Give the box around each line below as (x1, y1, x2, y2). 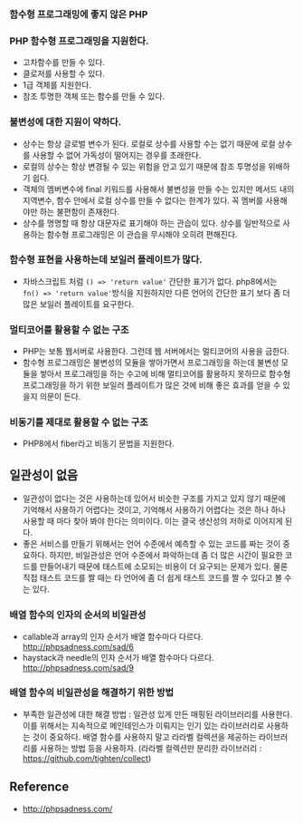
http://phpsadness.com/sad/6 (22, 641, 134, 652)
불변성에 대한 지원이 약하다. (9, 116, 122, 129)
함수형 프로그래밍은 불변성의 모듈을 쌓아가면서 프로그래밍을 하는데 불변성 (22, 357, 279, 368)
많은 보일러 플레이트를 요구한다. (22, 298, 134, 309)
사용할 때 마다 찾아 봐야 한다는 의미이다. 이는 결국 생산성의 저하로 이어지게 (22, 516, 283, 527)
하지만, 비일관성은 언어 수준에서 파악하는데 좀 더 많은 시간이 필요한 (49, 550, 283, 561)
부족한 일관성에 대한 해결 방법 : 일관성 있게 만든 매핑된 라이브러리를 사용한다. (22, 709, 293, 720)
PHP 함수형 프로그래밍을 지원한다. (9, 34, 149, 47)
